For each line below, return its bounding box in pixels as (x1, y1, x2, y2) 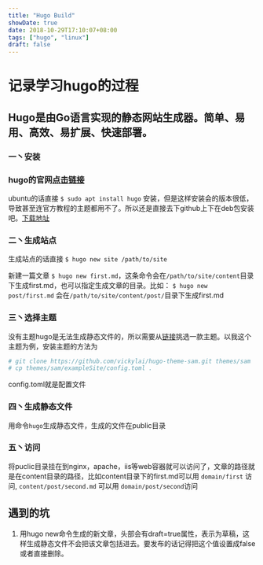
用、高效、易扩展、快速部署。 (8, 125, 153, 138)
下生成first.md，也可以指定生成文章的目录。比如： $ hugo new (8, 281, 208, 290)
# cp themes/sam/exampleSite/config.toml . (8, 364, 153, 372)
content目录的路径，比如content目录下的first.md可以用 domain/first (21, 471, 243, 481)
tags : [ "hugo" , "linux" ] (8, 33, 89, 42)
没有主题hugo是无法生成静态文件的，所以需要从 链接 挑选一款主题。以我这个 (8, 331, 252, 341)
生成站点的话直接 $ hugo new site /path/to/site (8, 254, 167, 264)
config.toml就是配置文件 (8, 379, 86, 390)
